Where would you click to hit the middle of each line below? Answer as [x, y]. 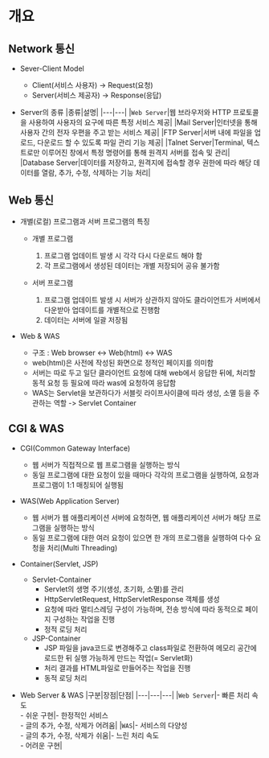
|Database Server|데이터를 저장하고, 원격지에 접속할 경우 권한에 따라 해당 [136, 163]
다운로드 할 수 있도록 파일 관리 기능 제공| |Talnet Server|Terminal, [141, 142]
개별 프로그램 [53, 238]
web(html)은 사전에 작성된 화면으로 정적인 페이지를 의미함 [123, 362]
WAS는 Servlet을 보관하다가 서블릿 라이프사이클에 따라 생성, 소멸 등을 [141, 393]
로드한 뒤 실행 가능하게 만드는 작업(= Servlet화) [118, 657]
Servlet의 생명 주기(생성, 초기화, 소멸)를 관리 [114, 589]
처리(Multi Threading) [82, 547]
